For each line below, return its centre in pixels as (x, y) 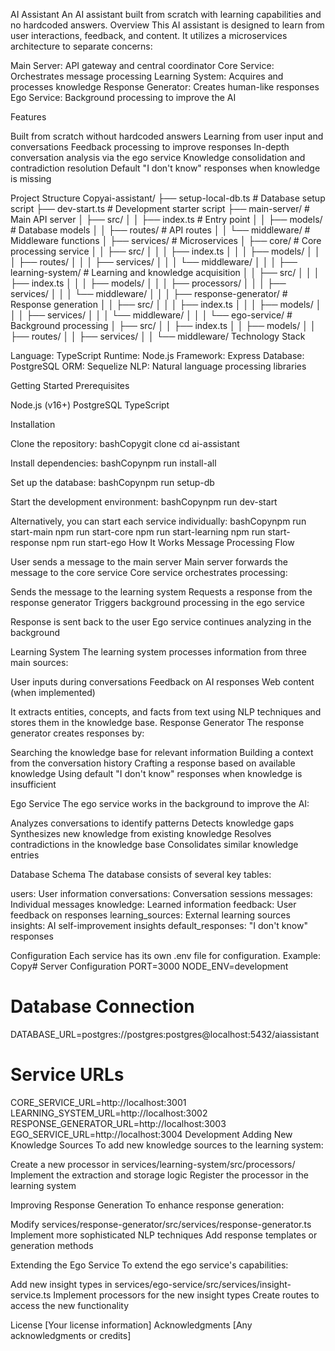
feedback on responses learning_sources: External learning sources (150, 915)
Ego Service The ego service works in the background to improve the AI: (160, 803)
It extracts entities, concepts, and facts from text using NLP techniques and (166, 712)
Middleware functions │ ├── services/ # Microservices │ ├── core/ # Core (166, 240)
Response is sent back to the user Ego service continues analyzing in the (161, 622)
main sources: (39, 662)
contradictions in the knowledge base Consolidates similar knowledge (154, 844)
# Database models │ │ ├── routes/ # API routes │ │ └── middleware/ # (160, 230)
